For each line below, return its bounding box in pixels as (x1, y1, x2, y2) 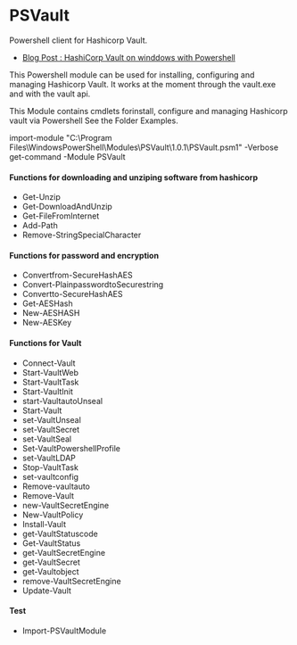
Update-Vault (21, 585, 71, 596)
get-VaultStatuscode (21, 528, 98, 539)
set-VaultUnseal (21, 414, 82, 425)
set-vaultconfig (21, 471, 78, 482)
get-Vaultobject (21, 566, 79, 576)
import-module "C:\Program (9, 132, 113, 143)
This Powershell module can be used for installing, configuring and (9, 69, 255, 80)
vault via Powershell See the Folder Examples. (9, 115, 178, 126)
